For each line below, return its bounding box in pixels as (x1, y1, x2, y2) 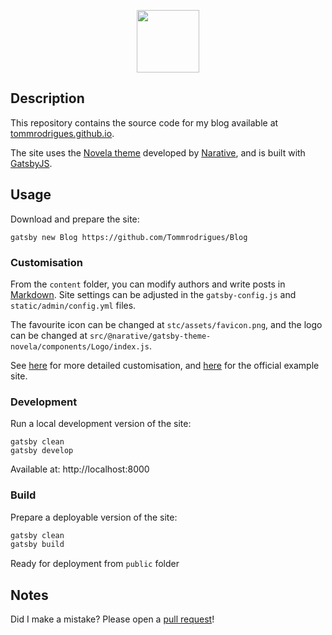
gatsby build (10, 540, 65, 550)
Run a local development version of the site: (10, 418, 192, 430)
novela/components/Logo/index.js (10, 341, 150, 352)
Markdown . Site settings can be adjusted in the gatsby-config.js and (10, 288, 297, 300)
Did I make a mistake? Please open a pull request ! (10, 613, 215, 625)
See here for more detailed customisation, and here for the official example (10, 359, 320, 371)
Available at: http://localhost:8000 (10, 463, 150, 475)
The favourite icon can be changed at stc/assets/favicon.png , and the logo (10, 318, 323, 330)
